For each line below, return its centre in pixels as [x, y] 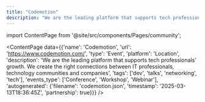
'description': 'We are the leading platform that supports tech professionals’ [101, 60]
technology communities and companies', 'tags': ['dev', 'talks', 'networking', [102, 73]
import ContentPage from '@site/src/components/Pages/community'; [94, 35]
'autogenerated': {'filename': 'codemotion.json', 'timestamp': [82, 86]
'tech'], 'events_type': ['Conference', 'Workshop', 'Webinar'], [82, 79]
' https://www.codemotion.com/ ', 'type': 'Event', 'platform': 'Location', [93, 53]
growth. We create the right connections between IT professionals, [90, 66]
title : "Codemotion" [33, 12]
